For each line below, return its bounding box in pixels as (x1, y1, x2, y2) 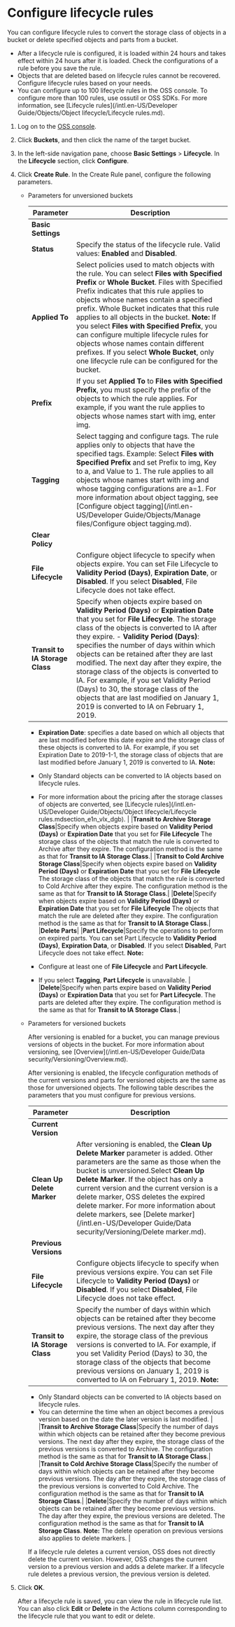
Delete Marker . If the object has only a (76, 1174, 204, 1184)
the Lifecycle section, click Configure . (17, 156, 129, 165)
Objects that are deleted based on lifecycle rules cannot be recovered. (17, 71, 221, 80)
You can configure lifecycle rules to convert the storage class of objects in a (7, 28, 227, 36)
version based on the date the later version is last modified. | (38, 1415, 213, 1423)
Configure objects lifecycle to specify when (76, 1258, 219, 1268)
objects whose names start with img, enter (76, 411, 216, 421)
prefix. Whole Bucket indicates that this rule (76, 303, 220, 313)
